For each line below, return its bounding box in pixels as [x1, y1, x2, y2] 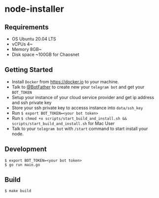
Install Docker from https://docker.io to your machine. [11, 78, 119, 84]
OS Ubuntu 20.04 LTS [11, 36, 56, 42]
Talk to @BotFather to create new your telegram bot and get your [11, 84, 145, 90]
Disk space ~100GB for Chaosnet [11, 51, 80, 57]
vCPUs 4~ [11, 41, 33, 47]
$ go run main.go [4, 162, 40, 167]
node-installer [4, 3, 64, 15]
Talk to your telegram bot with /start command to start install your [11, 125, 148, 131]
